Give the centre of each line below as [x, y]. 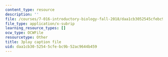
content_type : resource [30, 10]
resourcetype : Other [27, 38]
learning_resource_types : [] [35, 28]
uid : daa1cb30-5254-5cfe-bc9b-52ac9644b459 [51, 47]
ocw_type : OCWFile [24, 33]
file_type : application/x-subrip [40, 24]
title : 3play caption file [33, 42]
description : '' [22, 14]
